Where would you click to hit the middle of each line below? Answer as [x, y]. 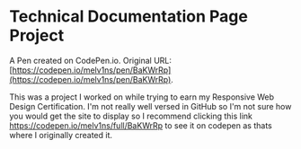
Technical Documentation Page [129, 17]
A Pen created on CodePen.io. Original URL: [91, 60]
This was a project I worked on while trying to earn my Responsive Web [142, 97]
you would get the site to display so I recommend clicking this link [131, 116]
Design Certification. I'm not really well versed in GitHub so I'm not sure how [150, 106]
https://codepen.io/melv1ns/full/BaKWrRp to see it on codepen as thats [141, 125]
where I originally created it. [61, 135]
